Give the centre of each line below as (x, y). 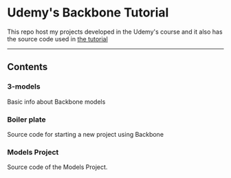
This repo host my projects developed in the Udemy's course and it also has (115, 32)
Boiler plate (26, 120)
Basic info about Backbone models (56, 102)
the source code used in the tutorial (57, 38)
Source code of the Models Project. (57, 167)
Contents (27, 67)
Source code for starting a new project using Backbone (85, 134)
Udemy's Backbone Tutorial (88, 13)
